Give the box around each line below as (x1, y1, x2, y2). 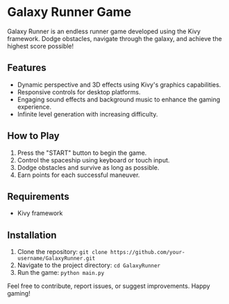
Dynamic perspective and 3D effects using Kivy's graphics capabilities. (17, 81, 221, 89)
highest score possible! (7, 42, 74, 50)
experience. (17, 102, 52, 111)
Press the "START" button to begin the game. (17, 149, 147, 157)
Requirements (7, 190, 69, 202)
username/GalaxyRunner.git (17, 255, 96, 262)
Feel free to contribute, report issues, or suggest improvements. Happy (7, 282, 210, 290)
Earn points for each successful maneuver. (17, 171, 140, 179)
